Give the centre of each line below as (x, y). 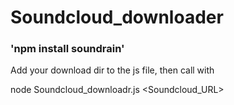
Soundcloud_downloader (117, 17)
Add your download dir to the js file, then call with (112, 70)
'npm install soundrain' (67, 49)
